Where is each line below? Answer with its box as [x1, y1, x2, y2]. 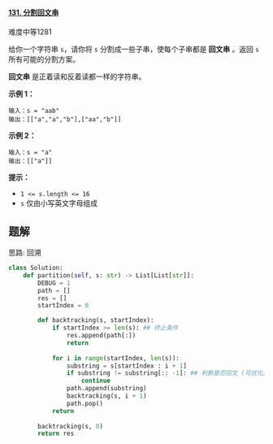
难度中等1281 [8, 27, 52, 37]
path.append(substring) [66, 385, 148, 393]
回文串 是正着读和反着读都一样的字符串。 [8, 72, 146, 81]
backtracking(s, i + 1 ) [66, 392, 148, 400]
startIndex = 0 [37, 302, 89, 310]
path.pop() [66, 399, 104, 407]
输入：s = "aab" [8, 107, 60, 115]
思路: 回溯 [8, 248, 41, 258]
